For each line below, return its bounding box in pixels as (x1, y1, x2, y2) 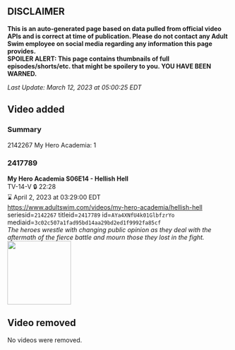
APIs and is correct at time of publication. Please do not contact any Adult (7, 32, 228, 40)
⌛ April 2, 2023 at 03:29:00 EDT (7, 193, 101, 201)
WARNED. (7, 69, 37, 78)
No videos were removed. (7, 335, 83, 344)
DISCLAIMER (7, 6, 65, 18)
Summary (7, 125, 42, 135)
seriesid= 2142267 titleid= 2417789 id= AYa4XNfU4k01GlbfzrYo (7, 210, 175, 219)
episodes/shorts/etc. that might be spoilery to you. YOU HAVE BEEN (7, 61, 212, 70)
